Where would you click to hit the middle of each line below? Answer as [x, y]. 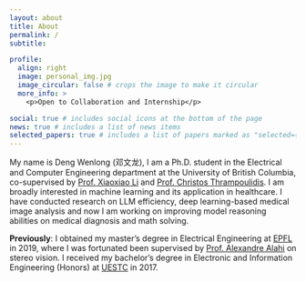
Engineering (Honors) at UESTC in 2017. [84, 267]
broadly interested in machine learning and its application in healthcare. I [146, 192]
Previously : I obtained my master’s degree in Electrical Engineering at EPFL [151, 238]
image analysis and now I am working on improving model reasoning [138, 211]
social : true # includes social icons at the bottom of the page [136, 118]
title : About [34, 26]
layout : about [36, 18]
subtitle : [28, 43]
